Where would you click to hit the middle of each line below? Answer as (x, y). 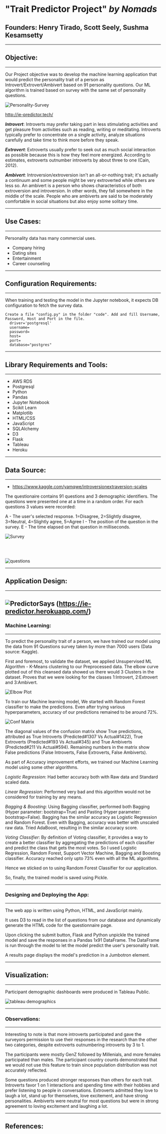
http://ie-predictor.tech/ (29, 114)
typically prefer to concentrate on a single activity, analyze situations (75, 134)
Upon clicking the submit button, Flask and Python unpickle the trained (77, 935)
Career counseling (31, 263)
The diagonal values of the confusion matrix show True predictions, (74, 731)
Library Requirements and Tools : (56, 365)
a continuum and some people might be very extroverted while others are (80, 180)
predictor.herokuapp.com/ (47, 611)
